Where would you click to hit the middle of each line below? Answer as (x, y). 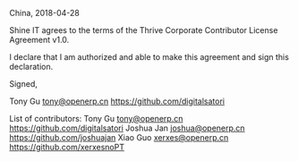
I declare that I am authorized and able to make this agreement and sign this (149, 57)
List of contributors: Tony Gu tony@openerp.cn (96, 119)
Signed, (23, 84)
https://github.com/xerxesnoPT (67, 147)
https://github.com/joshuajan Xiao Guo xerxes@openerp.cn (119, 137)
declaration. (31, 67)
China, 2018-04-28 (45, 13)
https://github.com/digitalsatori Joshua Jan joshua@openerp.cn (127, 128)
